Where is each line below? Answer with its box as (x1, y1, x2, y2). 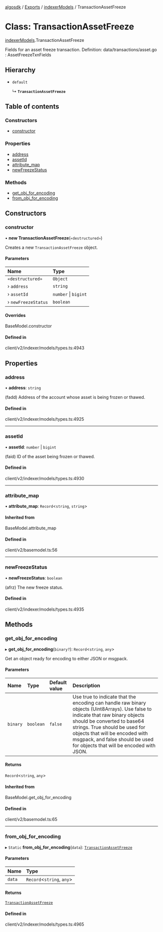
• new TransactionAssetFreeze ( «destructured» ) (5, 235, 103, 241)
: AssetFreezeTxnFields (5, 52, 52, 57)
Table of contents (5, 102, 59, 111)
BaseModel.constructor (5, 323, 52, 329)
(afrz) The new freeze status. (5, 584, 64, 590)
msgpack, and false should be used (72, 736, 154, 743)
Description (72, 682, 100, 689)
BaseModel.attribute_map (5, 525, 57, 531)
